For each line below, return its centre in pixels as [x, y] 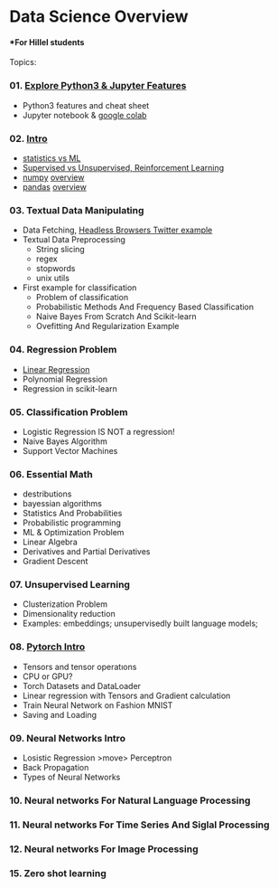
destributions [47, 494]
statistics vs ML [51, 158]
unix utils [53, 279]
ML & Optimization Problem [73, 533]
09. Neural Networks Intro [68, 738]
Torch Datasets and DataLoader [82, 685]
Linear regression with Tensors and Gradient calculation [126, 695]
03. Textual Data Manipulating [77, 210]
